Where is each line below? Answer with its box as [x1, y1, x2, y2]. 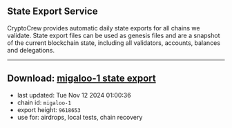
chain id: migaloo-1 [17, 98, 71, 107]
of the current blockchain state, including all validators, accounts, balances [7, 38, 221, 47]
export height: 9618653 [17, 105, 81, 113]
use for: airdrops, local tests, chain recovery [17, 113, 143, 121]
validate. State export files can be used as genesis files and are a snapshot [7, 31, 220, 39]
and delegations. [7, 46, 55, 54]
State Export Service [7, 6, 98, 17]
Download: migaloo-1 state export [7, 73, 157, 84]
